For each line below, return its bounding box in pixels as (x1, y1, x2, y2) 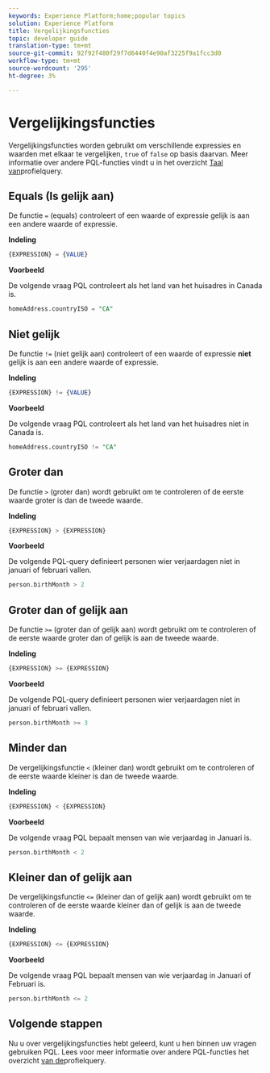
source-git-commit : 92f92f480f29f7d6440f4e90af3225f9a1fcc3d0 (8, 49, 222, 57)
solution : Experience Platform (8, 19, 114, 27)
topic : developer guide (8, 34, 89, 43)
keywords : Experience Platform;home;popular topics (8, 11, 185, 20)
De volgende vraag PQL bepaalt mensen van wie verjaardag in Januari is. (8, 833, 252, 842)
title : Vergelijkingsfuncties (8, 27, 110, 35)
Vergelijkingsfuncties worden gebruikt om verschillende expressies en (8, 140, 242, 150)
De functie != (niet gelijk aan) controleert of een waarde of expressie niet (8, 349, 251, 358)
